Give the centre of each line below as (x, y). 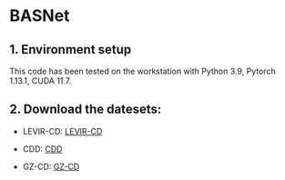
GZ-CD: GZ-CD (51, 166)
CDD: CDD (42, 149)
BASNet (40, 16)
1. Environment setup (71, 50)
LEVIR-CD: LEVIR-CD (62, 131)
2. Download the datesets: (86, 110)
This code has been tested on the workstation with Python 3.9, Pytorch (142, 71)
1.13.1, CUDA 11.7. (41, 81)
